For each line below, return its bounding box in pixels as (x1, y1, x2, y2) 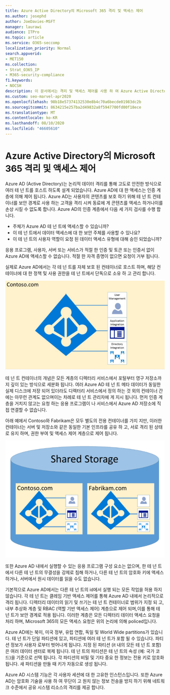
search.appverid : (5, 51, 42, 56)
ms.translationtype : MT (5, 110, 56, 115)
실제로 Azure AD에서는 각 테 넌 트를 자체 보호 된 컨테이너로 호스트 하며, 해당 (5, 264, 156, 270)
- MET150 (5, 56, 24, 61)
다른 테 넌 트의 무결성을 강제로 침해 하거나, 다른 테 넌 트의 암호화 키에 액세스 (14, 569, 164, 575)
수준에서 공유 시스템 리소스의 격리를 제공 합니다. (10, 684, 105, 690)
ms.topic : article (5, 35, 44, 40)
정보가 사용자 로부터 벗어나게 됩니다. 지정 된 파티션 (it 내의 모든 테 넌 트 (10, 642, 151, 648)
